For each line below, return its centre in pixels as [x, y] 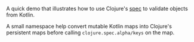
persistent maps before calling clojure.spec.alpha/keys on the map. [90, 33]
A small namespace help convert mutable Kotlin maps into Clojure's [89, 26]
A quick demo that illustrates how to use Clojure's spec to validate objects [97, 9]
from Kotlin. [20, 15]
